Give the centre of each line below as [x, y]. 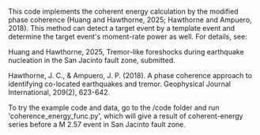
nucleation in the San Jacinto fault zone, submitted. [92, 60]
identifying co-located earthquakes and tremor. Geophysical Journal [120, 84]
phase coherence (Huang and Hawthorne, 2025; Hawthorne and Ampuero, [130, 20]
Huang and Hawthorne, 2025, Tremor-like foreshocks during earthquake [126, 52]
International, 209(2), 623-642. [59, 92]
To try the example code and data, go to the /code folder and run [114, 107]
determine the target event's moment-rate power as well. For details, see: [128, 36]
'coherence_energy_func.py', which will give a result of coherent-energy [126, 116]
